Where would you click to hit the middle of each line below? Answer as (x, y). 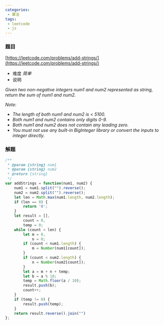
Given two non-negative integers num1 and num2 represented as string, (79, 90)
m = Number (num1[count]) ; (59, 248)
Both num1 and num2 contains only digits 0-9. (60, 120)
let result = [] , (32, 216)
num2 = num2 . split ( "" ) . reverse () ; (50, 193)
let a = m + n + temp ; (47, 272)
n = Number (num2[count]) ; (59, 262)
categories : (17, 10)
